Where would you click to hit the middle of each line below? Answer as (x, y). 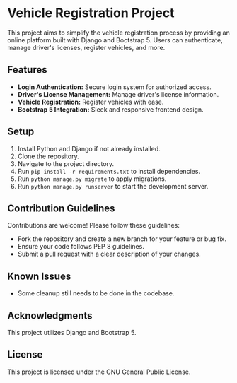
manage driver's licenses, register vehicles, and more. (86, 47)
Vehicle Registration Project (91, 13)
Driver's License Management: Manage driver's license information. (118, 94)
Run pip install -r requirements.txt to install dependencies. (109, 171)
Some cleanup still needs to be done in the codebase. (96, 293)
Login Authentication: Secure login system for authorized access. (114, 87)
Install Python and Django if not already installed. (89, 148)
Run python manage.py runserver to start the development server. (113, 186)
